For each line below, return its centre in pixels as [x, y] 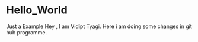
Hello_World [37, 10]
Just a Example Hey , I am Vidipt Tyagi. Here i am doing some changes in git [99, 26]
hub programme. [27, 32]
